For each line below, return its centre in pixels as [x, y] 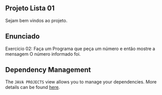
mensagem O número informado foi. [43, 54]
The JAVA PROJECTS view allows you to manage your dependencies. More [81, 82]
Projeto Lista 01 [30, 8]
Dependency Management [48, 70]
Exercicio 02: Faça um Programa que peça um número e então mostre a [80, 49]
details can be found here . [33, 87]
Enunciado [23, 37]
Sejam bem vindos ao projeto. [36, 20]
